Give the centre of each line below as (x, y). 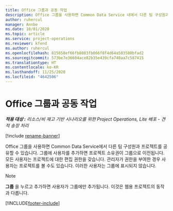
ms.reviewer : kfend (26, 44)
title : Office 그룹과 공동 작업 (36, 10)
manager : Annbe (22, 24)
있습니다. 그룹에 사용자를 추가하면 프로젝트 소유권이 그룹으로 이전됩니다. (92, 152)
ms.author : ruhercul (28, 48)
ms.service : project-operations (40, 39)
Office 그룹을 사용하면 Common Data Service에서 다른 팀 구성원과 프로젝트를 (84, 146)
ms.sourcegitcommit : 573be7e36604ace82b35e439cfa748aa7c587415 (75, 58)
